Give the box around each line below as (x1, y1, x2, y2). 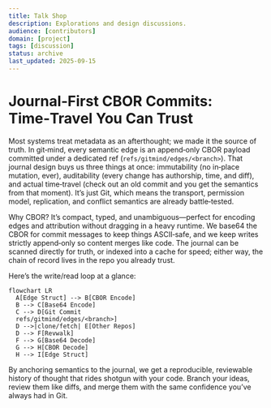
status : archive (8, 49, 63, 58)
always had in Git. (8, 390, 68, 400)
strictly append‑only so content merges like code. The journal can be (8, 238, 239, 247)
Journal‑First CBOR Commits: (8, 92, 213, 110)
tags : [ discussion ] (8, 42, 75, 50)
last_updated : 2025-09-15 (8, 58, 96, 66)
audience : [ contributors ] (8, 27, 96, 35)
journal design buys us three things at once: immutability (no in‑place (8, 161, 240, 171)
